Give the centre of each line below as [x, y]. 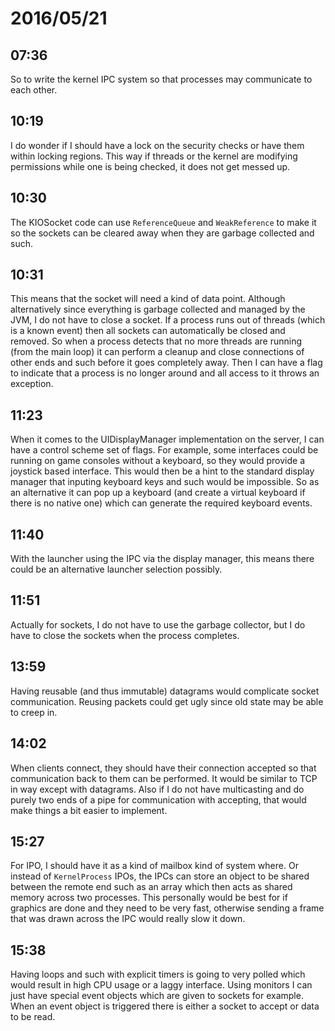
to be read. [33, 1017]
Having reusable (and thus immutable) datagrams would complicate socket [165, 691]
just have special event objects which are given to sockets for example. [157, 996]
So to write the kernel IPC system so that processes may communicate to [161, 79]
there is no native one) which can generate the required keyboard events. [161, 503]
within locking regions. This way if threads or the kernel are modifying [154, 156]
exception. [32, 384]
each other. [34, 90]
